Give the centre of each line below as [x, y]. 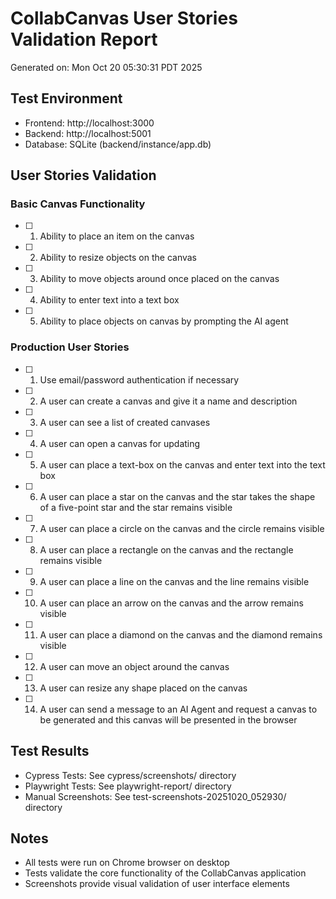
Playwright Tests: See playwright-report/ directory [128, 786]
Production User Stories [70, 347]
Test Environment [66, 98]
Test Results [50, 751]
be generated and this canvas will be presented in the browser [168, 719]
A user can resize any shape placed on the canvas [143, 688]
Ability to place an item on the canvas [117, 236]
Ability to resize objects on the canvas [118, 258]
